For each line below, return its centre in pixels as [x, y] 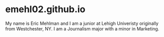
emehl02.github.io [45, 9]
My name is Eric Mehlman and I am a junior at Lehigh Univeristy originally [82, 23]
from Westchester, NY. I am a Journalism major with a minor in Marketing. [82, 28]
